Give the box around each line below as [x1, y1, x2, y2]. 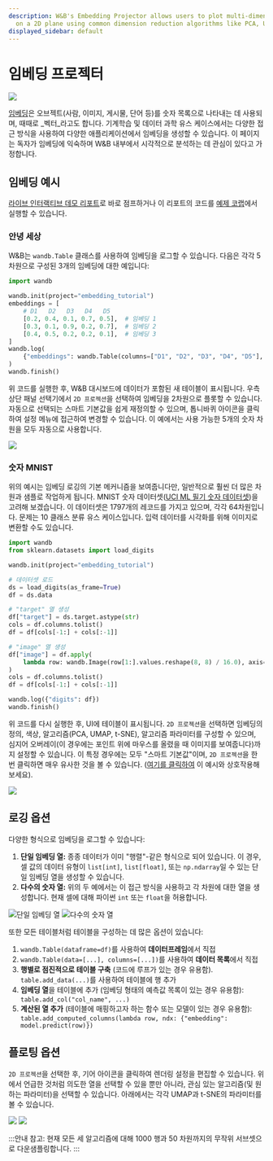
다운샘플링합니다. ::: [16, 1143, 80, 1153]
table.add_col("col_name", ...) [19, 995, 130, 1004]
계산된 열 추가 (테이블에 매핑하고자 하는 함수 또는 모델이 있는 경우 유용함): [19, 1003, 253, 1014]
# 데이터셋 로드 [8, 576, 54, 584]
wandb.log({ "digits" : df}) [8, 695, 100, 704]
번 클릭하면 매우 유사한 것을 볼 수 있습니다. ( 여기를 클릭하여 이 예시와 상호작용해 [8, 759, 260, 769]
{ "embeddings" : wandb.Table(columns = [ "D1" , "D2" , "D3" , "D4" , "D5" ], [23, 353, 264, 361]
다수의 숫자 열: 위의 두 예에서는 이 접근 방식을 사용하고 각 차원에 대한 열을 [19, 882, 252, 892]
